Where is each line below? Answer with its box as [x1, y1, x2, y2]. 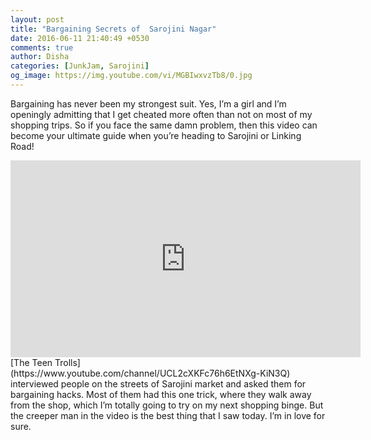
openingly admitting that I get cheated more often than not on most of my [10, 108, 313, 120]
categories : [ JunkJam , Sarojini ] [10, 61, 150, 71]
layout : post [10, 14, 65, 25]
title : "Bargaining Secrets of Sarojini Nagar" [10, 24, 217, 34]
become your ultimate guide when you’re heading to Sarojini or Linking [10, 129, 302, 141]
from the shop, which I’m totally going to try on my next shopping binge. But [10, 399, 324, 411]
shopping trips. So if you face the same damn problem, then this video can [10, 119, 318, 131]
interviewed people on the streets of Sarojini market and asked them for [10, 377, 307, 390]
